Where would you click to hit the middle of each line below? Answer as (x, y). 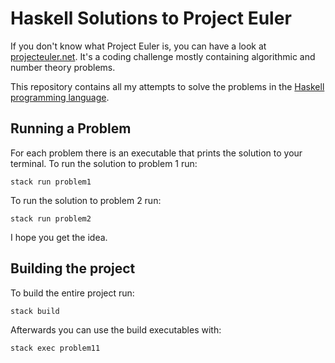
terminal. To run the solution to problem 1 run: (104, 163)
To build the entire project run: (72, 293)
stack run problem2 (51, 218)
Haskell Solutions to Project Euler (151, 18)
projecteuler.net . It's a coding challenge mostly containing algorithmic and (163, 56)
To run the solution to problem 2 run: (86, 200)
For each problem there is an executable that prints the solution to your (156, 153)
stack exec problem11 (55, 348)
